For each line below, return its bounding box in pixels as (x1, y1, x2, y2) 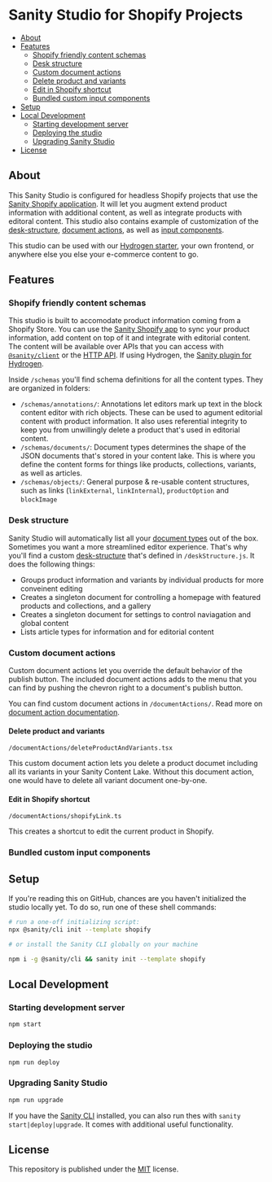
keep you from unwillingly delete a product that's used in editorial (20, 425, 240, 435)
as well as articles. (20, 468, 83, 478)
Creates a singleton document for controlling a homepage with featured (20, 592, 261, 602)
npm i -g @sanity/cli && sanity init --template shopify (8, 955, 206, 963)
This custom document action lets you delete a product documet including (8, 759, 258, 768)
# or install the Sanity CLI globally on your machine (8, 940, 199, 948)
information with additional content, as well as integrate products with (8, 208, 243, 217)
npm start (8, 1020, 42, 1029)
